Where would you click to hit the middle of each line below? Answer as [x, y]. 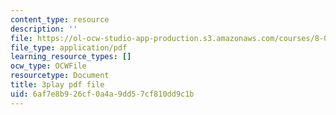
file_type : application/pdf [69, 47]
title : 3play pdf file [57, 85]
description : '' [44, 29]
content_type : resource [60, 19]
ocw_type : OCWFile [48, 66]
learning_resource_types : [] [71, 57]
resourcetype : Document [60, 76]
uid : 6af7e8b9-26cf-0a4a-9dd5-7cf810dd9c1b [102, 94]
